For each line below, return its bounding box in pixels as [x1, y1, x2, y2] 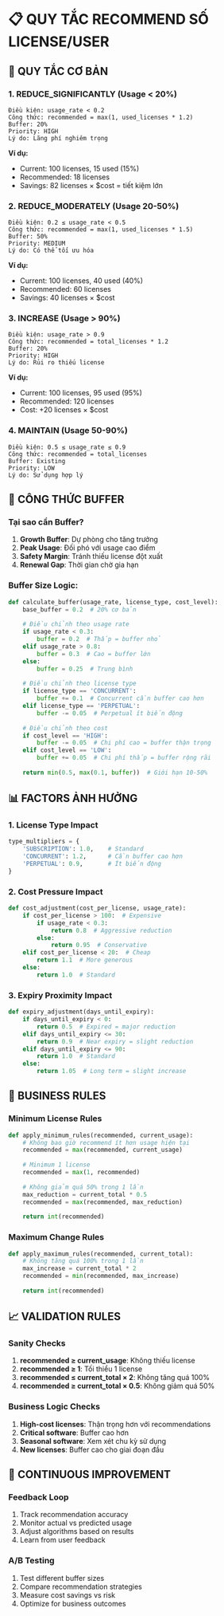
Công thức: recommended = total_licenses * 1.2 [8, 338, 169, 346]
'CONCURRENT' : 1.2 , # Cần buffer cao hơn [22, 852, 183, 861]
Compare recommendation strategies [19, 1582, 143, 1591]
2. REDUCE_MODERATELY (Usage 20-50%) [8, 200, 180, 211]
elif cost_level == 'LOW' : [22, 746, 112, 754]
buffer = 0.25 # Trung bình [37, 665, 133, 673]
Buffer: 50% [8, 233, 48, 241]
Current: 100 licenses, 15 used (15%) [19, 163, 140, 173]
